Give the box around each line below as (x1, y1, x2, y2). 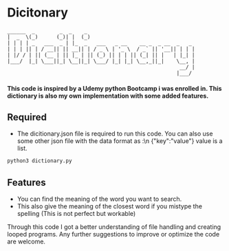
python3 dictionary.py (7, 157, 72, 164)
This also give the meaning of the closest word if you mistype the (17, 202, 203, 210)
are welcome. (7, 237, 46, 245)
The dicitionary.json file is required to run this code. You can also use (17, 129, 213, 138)
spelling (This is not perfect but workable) (17, 210, 136, 218)
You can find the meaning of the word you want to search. (17, 195, 182, 204)
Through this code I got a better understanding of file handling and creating (7, 223, 221, 231)
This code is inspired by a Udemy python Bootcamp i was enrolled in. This (7, 84, 222, 92)
